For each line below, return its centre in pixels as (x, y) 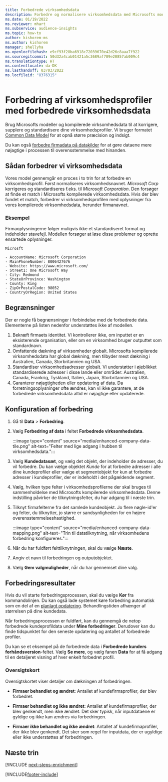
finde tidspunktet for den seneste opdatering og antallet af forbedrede (77, 632)
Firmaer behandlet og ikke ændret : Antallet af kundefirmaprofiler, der (84, 706)
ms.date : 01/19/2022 (27, 19)
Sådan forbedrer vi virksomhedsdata (64, 166)
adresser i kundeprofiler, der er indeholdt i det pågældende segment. (83, 477)
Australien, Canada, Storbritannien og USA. (57, 361)
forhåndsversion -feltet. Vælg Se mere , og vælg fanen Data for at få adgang (84, 652)
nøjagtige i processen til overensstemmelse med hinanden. (66, 150)
